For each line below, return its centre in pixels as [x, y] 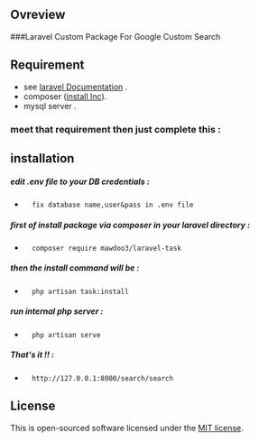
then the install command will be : [75, 268]
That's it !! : [32, 355]
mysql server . [50, 106]
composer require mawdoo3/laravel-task [106, 248]
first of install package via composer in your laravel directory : [130, 225]
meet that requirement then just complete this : [116, 129]
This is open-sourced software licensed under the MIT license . [127, 428]
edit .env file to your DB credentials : [80, 181]
